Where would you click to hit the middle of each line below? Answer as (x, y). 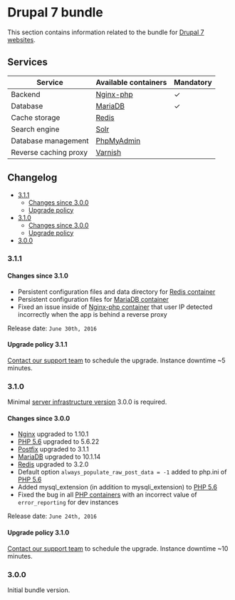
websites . (21, 39)
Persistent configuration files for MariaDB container (93, 299)
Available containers (131, 82)
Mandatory (193, 82)
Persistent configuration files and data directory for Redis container (116, 291)
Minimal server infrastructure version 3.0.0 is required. (87, 402)
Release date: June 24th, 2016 (52, 516)
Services (28, 62)
